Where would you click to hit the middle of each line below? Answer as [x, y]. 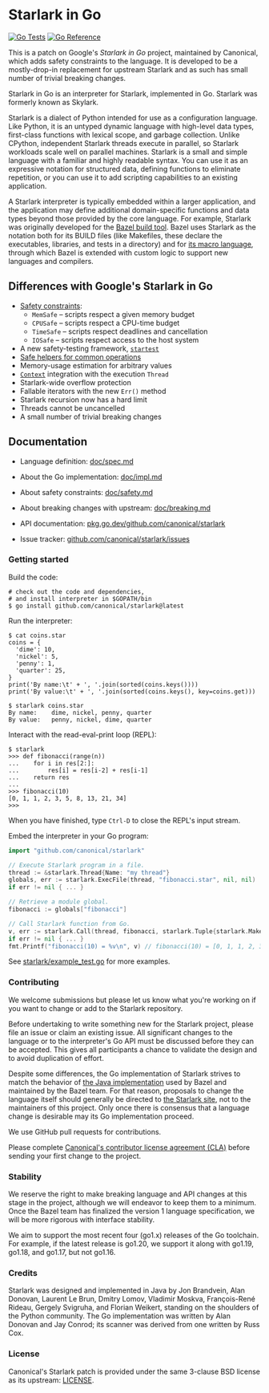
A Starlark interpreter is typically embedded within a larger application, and [132, 201]
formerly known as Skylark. [53, 102]
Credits [23, 1273]
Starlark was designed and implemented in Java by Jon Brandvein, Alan [127, 1290]
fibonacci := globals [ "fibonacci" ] [68, 910]
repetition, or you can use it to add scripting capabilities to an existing [123, 177]
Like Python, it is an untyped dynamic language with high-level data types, [131, 126]
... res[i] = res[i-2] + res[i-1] [78, 770]
